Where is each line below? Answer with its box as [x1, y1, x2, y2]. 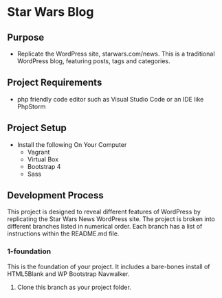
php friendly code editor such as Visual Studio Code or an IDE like [16, 95, 204, 103]
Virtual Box [27, 155, 59, 163]
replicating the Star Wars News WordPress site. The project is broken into [7, 215, 215, 223]
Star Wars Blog [7, 4, 94, 20]
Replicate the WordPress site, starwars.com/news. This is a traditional [16, 49, 215, 58]
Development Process [7, 190, 104, 201]
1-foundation [7, 247, 52, 256]
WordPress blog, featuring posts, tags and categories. [16, 57, 170, 65]
